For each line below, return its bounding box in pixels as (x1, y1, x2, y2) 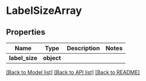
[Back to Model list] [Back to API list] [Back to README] (6, 69, 140, 76)
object (43, 54, 61, 62)
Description (67, 45, 100, 52)
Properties (6, 27, 46, 37)
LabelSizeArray (6, 4, 82, 17)
